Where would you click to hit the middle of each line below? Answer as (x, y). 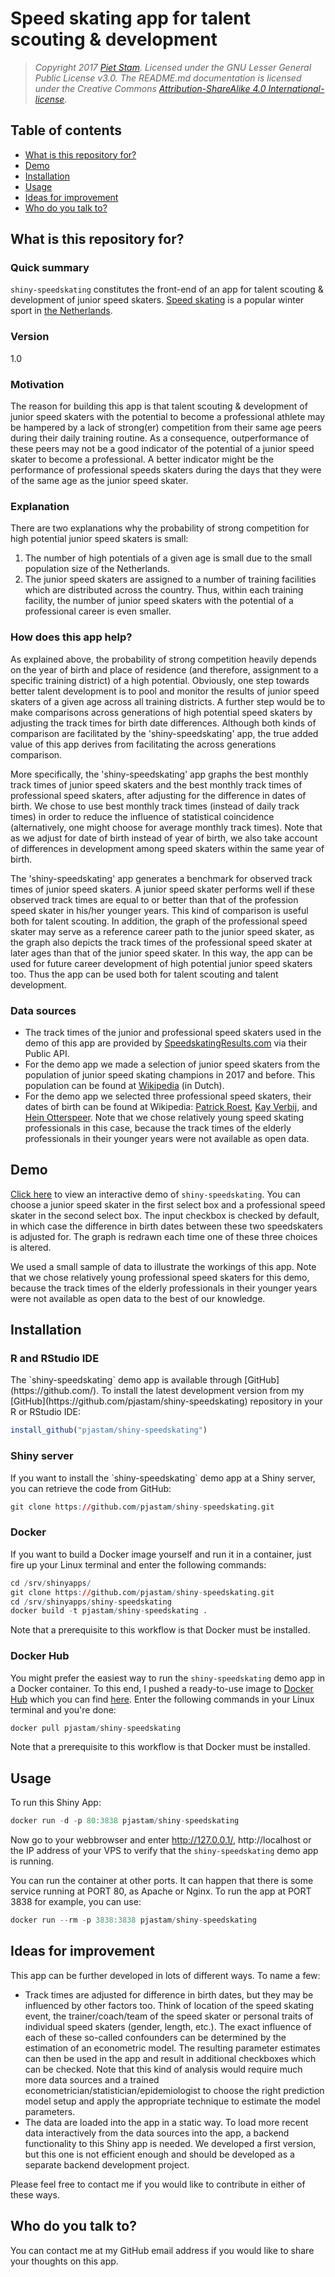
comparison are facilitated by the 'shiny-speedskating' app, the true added (164, 733)
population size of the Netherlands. (97, 569)
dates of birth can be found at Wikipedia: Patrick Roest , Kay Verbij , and (171, 1106)
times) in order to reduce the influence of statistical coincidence (142, 816)
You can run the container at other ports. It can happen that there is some (162, 1881)
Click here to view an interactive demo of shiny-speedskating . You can (155, 1194)
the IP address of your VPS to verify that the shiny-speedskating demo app (164, 1851)
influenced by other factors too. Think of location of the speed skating (169, 2005)
